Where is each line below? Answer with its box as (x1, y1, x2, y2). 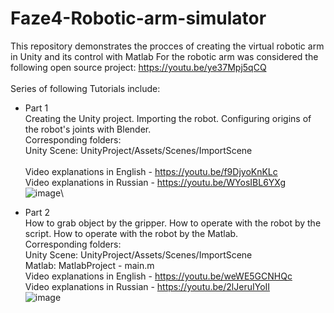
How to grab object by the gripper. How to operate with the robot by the (24, 217, 322, 229)
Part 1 (24, 102, 49, 114)
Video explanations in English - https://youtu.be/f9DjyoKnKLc (24, 165, 278, 177)
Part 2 (24, 206, 51, 218)
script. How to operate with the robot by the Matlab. (24, 227, 239, 239)
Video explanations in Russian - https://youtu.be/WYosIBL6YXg (24, 176, 287, 188)
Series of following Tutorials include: (10, 82, 161, 94)
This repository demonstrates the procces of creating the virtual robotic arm (10, 40, 325, 52)
